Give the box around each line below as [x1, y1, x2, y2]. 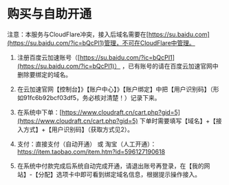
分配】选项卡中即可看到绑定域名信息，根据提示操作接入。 [38, 170, 201, 178]
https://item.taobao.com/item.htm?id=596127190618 [17, 147, 166, 156]
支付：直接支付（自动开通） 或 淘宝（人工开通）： [17, 140, 157, 148]
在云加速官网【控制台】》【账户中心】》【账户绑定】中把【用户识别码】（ [17, 85, 213, 93]
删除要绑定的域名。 [17, 70, 72, 79]
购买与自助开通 [7, 6, 92, 22]
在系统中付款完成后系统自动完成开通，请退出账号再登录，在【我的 [17, 162, 204, 170]
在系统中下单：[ [17, 108, 62, 116]
